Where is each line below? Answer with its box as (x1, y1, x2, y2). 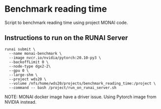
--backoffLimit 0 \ (9, 60, 49, 65)
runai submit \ (4, 46, 36, 52)
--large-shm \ (9, 72, 38, 77)
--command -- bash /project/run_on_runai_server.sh (9, 85, 117, 90)
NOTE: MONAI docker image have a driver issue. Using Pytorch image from (4, 94, 157, 100)
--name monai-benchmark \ (9, 51, 62, 56)
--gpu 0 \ (9, 68, 29, 73)
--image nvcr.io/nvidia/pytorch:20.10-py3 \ (9, 55, 101, 60)
